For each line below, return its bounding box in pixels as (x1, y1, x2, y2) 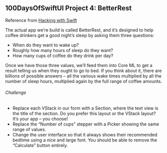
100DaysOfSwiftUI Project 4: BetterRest (5, 4, 132, 12)
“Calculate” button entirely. (12, 142, 68, 148)
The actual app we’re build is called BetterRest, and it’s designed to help (5, 27, 153, 33)
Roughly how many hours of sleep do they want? (12, 47, 113, 53)
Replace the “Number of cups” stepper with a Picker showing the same (12, 121, 159, 127)
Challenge (5, 89, 26, 95)
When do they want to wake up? (12, 42, 79, 48)
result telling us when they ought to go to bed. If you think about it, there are (5, 67, 162, 73)
